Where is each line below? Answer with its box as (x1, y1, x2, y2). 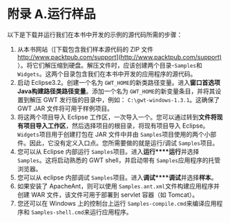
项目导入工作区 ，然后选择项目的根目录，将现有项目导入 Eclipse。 (23, 122, 209, 130)
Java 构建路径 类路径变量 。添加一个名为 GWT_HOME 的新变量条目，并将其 (17, 87, 215, 95)
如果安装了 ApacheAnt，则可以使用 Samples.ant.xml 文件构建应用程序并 (17, 182, 220, 190)
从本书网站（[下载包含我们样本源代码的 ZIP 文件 (17, 45, 154, 53)
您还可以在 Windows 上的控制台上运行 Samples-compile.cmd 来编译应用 (17, 199, 217, 207)
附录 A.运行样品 (7, 6, 96, 22)
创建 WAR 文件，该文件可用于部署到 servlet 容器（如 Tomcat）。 (17, 191, 199, 199)
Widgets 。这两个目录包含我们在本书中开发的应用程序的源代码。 (17, 70, 197, 78)
